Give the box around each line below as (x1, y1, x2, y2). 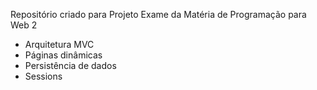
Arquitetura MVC (24, 39, 95, 50)
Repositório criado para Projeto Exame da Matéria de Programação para (10, 9, 307, 20)
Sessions (24, 70, 63, 82)
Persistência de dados (24, 60, 117, 71)
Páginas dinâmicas (24, 49, 103, 61)
